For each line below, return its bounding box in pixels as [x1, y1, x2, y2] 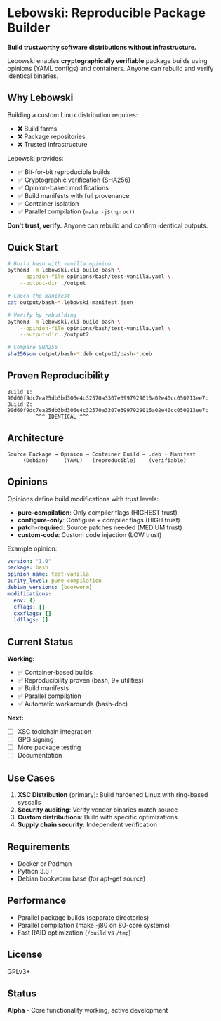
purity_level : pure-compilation [7, 577, 102, 584]
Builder [7, 20, 51, 36]
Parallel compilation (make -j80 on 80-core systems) [17, 921, 170, 929]
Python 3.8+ [17, 867, 54, 875]
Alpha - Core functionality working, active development [7, 1006, 168, 1015]
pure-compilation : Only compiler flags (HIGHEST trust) [17, 508, 178, 517]
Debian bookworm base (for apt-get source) [17, 874, 146, 883]
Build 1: [7, 388, 33, 395]
